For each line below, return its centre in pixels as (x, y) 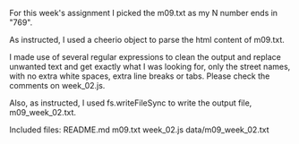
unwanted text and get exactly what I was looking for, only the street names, (150, 67)
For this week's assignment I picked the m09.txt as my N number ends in (144, 13)
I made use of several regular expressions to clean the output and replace (145, 57)
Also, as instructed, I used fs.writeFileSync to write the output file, (131, 103)
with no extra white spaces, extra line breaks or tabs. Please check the (140, 76)
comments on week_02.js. (57, 85)
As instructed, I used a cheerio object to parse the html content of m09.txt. (147, 40)
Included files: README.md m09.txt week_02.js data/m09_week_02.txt (139, 130)
